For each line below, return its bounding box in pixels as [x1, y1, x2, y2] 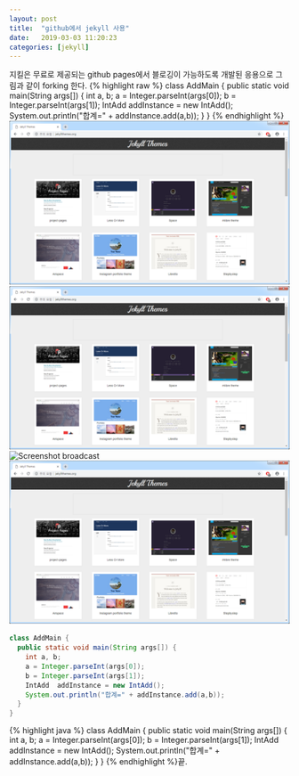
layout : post [9, 14, 58, 23]
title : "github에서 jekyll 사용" [9, 23, 130, 33]
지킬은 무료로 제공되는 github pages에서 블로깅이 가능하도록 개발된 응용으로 [9, 69, 274, 80]
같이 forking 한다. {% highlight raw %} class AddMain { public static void [25, 80, 289, 91]
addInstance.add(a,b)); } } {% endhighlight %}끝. [9, 756, 188, 767]
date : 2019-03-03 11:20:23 [9, 33, 117, 42]
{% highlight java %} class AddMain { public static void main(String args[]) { [9, 725, 287, 736]
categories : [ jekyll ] [9, 43, 90, 52]
